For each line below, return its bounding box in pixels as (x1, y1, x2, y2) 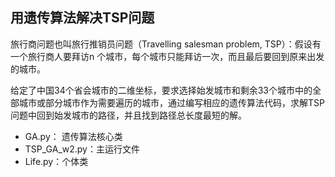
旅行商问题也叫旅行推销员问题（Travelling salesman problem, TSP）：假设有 (10, 38, 322, 50)
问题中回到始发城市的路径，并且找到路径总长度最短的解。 (10, 109, 247, 121)
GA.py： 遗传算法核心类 (24, 130, 123, 142)
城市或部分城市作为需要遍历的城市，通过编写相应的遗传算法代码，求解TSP (18, 96, 325, 108)
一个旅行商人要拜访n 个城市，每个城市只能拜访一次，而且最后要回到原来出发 (10, 50, 325, 62)
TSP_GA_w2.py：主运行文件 (24, 143, 140, 155)
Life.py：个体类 (24, 155, 89, 167)
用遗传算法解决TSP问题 (10, 9, 155, 27)
